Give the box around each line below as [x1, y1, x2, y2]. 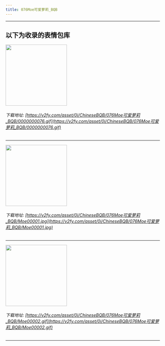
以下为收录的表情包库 [5, 31, 70, 40]
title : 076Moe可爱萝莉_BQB [5, 7, 58, 12]
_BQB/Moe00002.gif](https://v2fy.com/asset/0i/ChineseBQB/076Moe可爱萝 [5, 319, 160, 324]
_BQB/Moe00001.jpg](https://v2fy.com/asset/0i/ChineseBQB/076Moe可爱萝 [5, 218, 160, 224]
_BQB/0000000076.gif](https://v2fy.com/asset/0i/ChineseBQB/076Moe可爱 [5, 118, 159, 124]
